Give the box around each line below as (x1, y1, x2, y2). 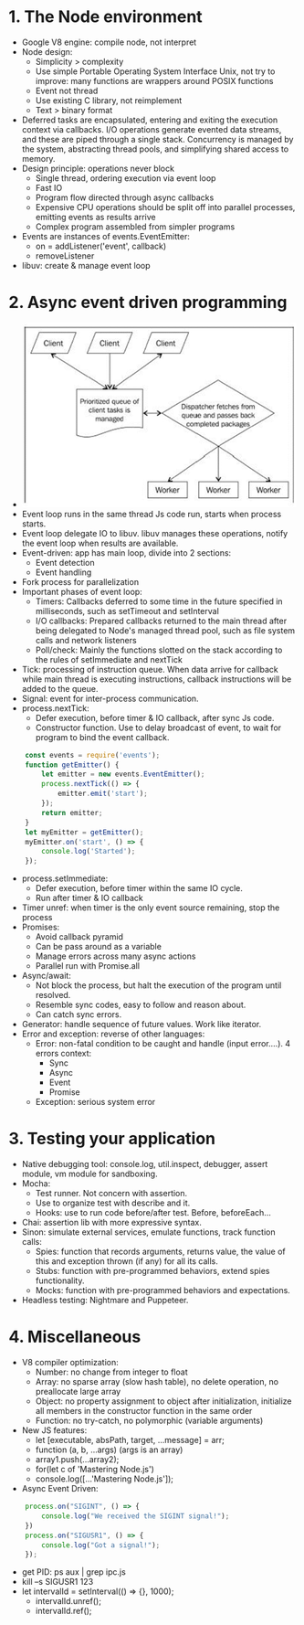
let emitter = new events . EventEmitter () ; (41, 770, 205, 779)
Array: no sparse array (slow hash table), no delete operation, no (35, 1376, 279, 1387)
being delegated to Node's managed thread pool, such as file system (35, 624, 296, 636)
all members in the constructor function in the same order (35, 1406, 253, 1417)
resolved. (35, 990, 71, 1001)
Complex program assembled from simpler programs (35, 221, 236, 232)
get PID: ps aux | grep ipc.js (21, 1567, 127, 1577)
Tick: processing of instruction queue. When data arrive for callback (21, 664, 279, 674)
